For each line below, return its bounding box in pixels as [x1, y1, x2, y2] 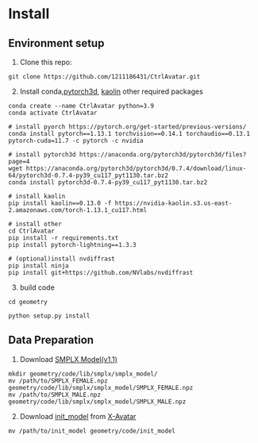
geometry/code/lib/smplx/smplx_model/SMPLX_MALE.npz [8, 398, 187, 406]
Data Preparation [8, 333, 94, 347]
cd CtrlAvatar [8, 227, 56, 235]
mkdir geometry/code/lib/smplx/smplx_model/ [8, 370, 158, 378]
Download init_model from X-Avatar [19, 411, 137, 421]
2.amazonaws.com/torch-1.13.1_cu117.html [8, 206, 148, 214]
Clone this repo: [19, 57, 72, 67]
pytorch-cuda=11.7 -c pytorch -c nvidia [8, 137, 144, 144]
